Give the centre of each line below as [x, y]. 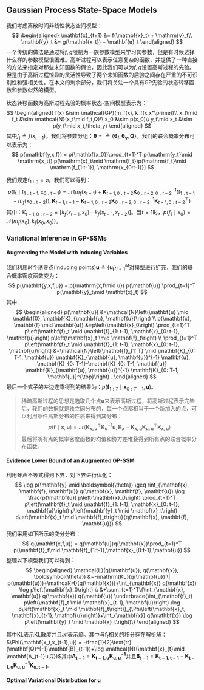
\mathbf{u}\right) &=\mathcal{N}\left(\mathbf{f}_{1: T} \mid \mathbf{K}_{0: [102, 351]
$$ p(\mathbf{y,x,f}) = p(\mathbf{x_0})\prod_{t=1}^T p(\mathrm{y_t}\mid [102, 154]
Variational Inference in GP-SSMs [57, 238]
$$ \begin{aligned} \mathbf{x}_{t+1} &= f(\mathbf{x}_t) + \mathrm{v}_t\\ [102, 35]
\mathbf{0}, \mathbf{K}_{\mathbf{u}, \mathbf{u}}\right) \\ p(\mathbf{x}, [102, 319]
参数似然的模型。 [38, 90]
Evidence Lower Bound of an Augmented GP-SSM [70, 460]
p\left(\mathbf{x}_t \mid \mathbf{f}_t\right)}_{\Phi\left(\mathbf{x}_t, [102, 609]
